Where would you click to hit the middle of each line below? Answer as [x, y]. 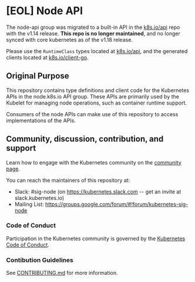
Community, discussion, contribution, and [85, 139]
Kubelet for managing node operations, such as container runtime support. [96, 103]
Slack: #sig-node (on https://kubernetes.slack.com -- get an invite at [98, 191]
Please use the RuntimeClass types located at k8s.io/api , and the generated [97, 51]
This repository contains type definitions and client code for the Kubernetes [98, 90]
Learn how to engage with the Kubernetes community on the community [94, 162]
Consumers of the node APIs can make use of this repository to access [92, 114]
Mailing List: [29, 204]
